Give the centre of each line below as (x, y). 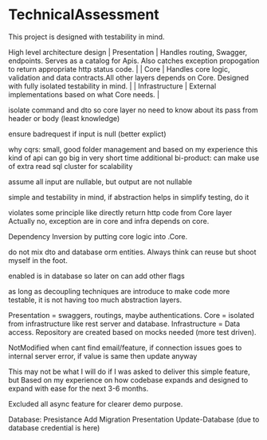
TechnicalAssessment (84, 15)
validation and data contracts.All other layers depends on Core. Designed (129, 77)
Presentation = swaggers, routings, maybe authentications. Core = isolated (132, 315)
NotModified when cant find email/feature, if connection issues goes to (125, 348)
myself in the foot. (38, 260)
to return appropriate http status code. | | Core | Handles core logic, (119, 69)
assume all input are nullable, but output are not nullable (100, 182)
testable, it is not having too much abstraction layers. (95, 300)
